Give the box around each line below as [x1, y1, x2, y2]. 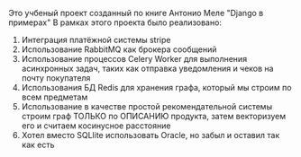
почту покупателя [21, 73, 91, 83]
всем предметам [21, 92, 88, 102]
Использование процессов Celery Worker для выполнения [21, 54, 248, 64]
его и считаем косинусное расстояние [21, 120, 171, 131]
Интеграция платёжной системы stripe [21, 35, 171, 45]
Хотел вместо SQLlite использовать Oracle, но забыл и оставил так [21, 130, 280, 140]
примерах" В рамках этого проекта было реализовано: [8, 17, 223, 28]
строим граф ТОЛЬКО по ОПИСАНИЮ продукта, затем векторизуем [21, 111, 287, 121]
